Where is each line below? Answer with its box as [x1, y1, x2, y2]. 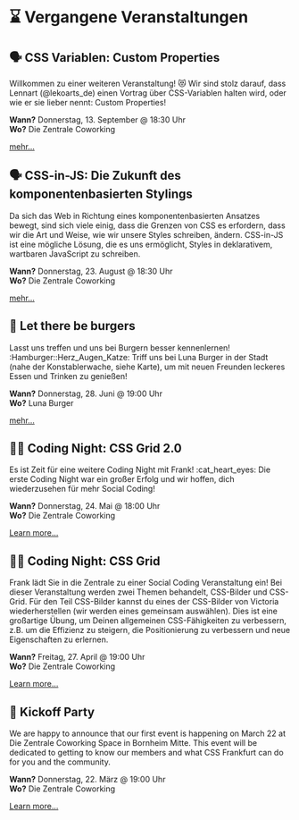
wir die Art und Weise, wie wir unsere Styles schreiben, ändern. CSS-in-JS [9, 229, 284, 240]
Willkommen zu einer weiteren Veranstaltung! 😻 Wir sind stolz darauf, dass [9, 78, 287, 89]
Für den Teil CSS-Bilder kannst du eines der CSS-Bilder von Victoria [29, 596, 279, 607]
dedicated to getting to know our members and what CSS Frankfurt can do [9, 748, 284, 758]
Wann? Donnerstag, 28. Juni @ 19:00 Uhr [9, 388, 163, 399]
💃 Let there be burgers [9, 318, 136, 334]
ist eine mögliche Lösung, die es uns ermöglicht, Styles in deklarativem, [9, 239, 273, 249]
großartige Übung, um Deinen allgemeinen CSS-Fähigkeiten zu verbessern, [9, 615, 287, 626]
